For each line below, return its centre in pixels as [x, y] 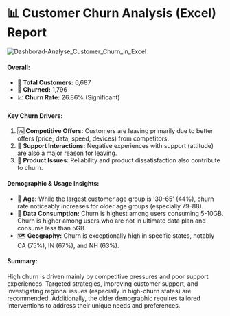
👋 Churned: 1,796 [42, 90]
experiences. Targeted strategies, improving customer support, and [103, 283]
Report [27, 33]
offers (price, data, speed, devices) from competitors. [93, 138]
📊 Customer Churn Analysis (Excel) [112, 13]
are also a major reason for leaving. [67, 153]
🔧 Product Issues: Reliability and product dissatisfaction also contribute [119, 160]
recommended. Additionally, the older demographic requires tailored [104, 298]
